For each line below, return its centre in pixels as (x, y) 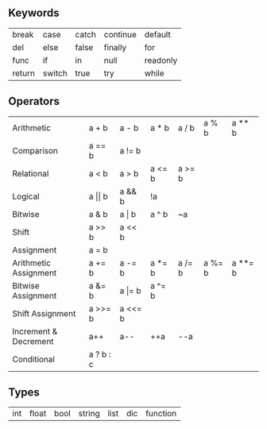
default (157, 34)
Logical (26, 196)
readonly (161, 60)
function (161, 414)
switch (55, 73)
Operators (34, 101)
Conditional (34, 359)
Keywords (34, 13)
